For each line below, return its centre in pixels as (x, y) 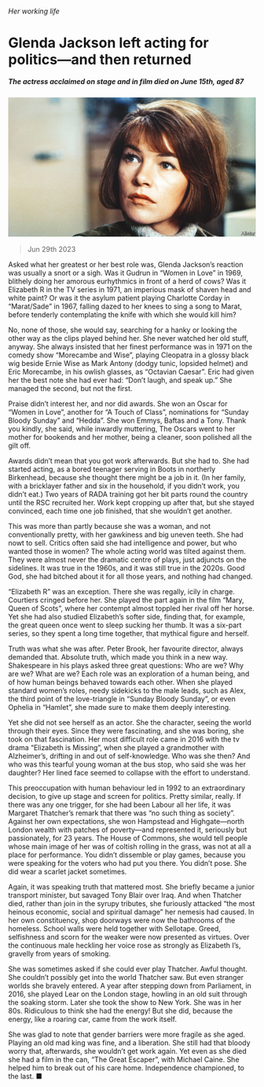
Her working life (34, 11)
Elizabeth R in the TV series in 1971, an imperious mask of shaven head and (130, 290)
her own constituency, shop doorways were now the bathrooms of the (122, 920)
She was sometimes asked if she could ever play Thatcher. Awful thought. (128, 969)
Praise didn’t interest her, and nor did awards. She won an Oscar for (118, 404)
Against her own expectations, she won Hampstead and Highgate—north (126, 822)
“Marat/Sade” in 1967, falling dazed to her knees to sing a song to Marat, (125, 306)
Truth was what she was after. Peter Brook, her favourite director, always (126, 649)
